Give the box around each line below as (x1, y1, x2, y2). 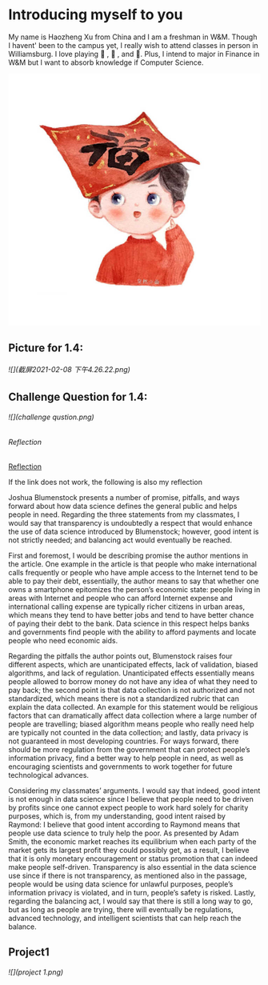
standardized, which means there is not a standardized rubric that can (8, 694, 240, 703)
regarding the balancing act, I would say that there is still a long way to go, (8, 896, 254, 906)
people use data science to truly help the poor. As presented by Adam (8, 828, 239, 838)
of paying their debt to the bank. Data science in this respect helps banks (8, 619, 250, 629)
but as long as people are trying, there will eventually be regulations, (8, 905, 234, 915)
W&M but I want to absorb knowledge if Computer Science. (8, 58, 204, 67)
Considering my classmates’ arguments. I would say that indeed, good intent (8, 786, 261, 795)
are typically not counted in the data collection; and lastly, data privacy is (8, 728, 249, 738)
